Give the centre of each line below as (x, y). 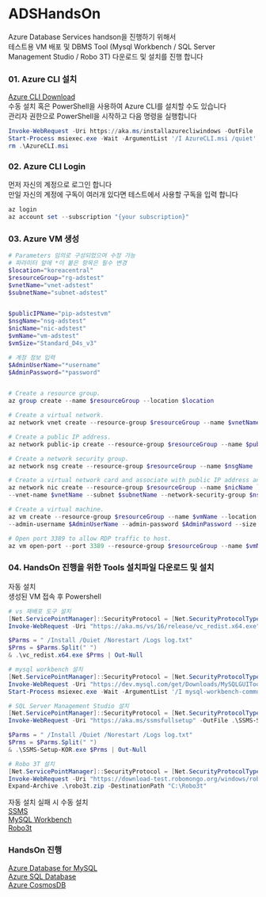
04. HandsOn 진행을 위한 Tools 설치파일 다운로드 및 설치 (111, 568)
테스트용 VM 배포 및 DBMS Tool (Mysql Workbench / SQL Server (112, 46)
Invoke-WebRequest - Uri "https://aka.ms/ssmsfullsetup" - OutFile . (122, 721)
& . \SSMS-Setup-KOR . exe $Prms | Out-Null (78, 749)
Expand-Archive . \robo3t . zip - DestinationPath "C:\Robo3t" (108, 786)
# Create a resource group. (55, 393)
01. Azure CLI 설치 (43, 79)
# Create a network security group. (68, 458)
